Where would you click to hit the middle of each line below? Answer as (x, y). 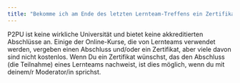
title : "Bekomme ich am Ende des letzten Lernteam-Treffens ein (105, 14)
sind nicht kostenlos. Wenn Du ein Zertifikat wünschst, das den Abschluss (116, 57)
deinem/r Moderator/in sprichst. (54, 72)
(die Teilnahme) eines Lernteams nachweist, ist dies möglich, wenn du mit (116, 64)
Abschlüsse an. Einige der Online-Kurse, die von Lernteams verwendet (111, 41)
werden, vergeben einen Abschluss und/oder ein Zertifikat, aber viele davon (119, 49)
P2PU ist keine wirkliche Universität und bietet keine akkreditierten (105, 34)
